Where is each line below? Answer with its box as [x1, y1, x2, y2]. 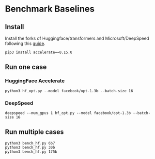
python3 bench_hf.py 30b [5, 145, 55, 150]
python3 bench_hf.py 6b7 [5, 141, 55, 145]
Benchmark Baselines [5, 3, 95, 14]
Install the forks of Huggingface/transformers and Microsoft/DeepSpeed [5, 35, 149, 41]
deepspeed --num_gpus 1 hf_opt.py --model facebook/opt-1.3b [5, 110, 131, 116]
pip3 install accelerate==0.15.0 [5, 50, 73, 55]
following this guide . [5, 41, 46, 46]
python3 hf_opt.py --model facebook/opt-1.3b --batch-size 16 [5, 88, 133, 93]
